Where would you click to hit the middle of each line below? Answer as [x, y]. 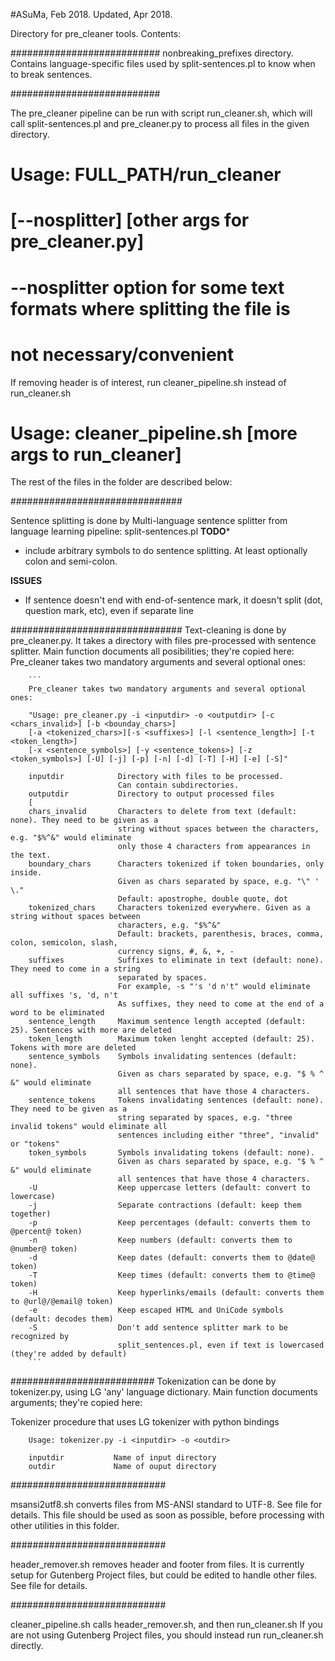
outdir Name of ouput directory [122, 1467]
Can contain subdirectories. [178, 785]
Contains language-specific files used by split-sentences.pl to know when [163, 63]
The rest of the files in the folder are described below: [121, 482]
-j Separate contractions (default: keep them [165, 1205]
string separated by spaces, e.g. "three [205, 1118]
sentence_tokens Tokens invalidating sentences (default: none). [176, 1100]
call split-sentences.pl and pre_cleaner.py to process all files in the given [160, 123]
